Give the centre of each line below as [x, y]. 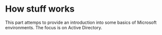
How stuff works [40, 9]
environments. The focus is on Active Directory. [54, 27]
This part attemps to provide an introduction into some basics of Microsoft [81, 22]
